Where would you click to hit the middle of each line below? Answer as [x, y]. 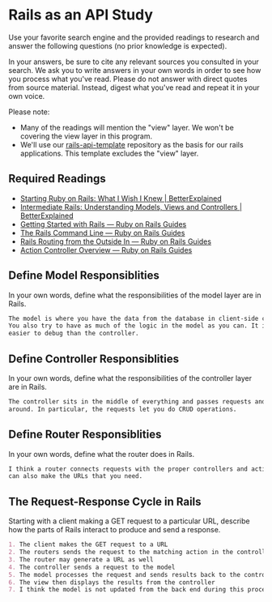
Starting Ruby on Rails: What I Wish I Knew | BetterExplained [121, 198]
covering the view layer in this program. [86, 136]
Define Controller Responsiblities [94, 359]
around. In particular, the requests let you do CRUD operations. [123, 409]
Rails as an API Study [81, 15]
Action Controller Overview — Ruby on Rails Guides [106, 250]
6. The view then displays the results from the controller [112, 582]
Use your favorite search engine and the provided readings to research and [134, 37]
